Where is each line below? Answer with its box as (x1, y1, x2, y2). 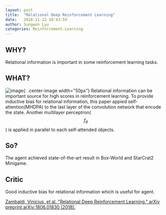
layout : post (5, 7, 33, 13)
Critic (5, 175, 23, 184)
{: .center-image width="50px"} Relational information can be (23, 88, 153, 94)
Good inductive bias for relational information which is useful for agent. (5, 189, 155, 195)
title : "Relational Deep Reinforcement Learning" (5, 12, 115, 17)
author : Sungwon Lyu (5, 21, 50, 27)
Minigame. (5, 160, 28, 166)
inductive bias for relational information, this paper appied (5, 98, 127, 104)
